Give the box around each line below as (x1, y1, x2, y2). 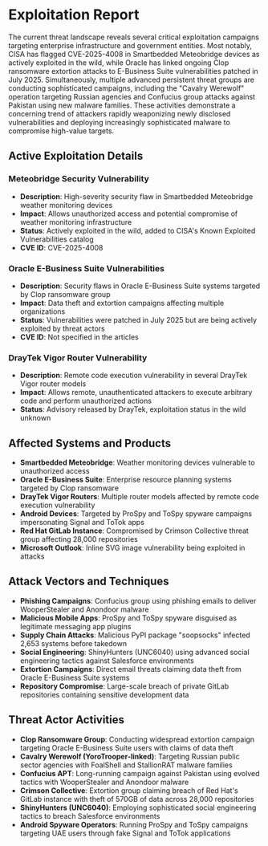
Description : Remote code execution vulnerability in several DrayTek (19, 371, 248, 380)
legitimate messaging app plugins (19, 621, 132, 631)
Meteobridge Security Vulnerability (8, 173, 150, 185)
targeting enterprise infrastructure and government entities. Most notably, (8, 40, 253, 50)
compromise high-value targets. (8, 126, 115, 136)
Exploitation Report (8, 6, 140, 24)
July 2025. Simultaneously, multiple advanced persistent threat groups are (8, 75, 255, 84)
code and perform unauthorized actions (19, 396, 152, 406)
